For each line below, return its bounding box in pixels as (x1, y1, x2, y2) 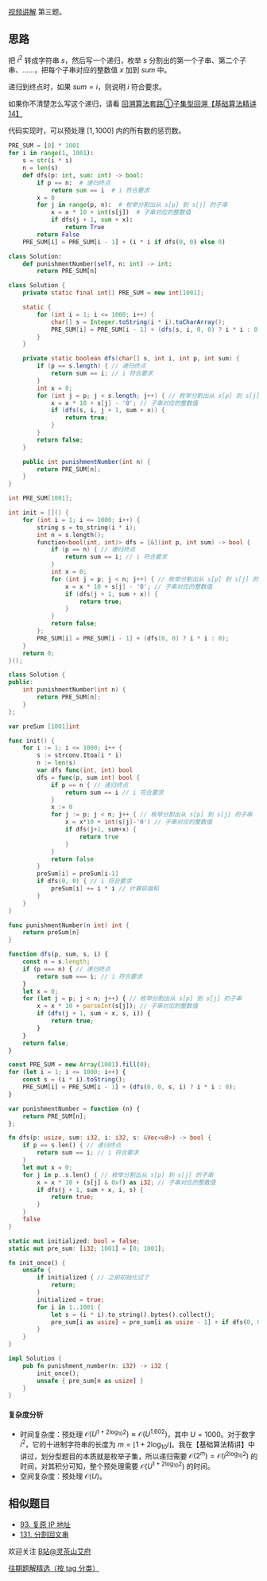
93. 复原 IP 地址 (19, 1519, 72, 1529)
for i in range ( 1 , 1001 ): (8, 150, 94, 158)
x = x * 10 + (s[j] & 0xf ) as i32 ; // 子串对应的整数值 (37, 1178, 216, 1186)
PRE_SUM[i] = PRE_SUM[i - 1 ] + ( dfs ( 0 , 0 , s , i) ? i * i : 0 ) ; (22, 1083, 237, 1092)
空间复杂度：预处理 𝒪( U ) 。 (19, 1471, 107, 1481)
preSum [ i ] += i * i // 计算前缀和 (50, 885, 159, 893)
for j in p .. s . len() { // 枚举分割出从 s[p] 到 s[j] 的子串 (22, 1170, 214, 1179)
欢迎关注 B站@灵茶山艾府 (8, 1546, 91, 1556)
